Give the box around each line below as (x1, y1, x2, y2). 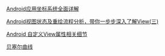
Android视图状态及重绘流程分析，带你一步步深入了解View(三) (6, 18, 159, 25)
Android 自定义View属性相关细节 (6, 30, 88, 38)
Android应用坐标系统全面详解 (6, 5, 79, 12)
